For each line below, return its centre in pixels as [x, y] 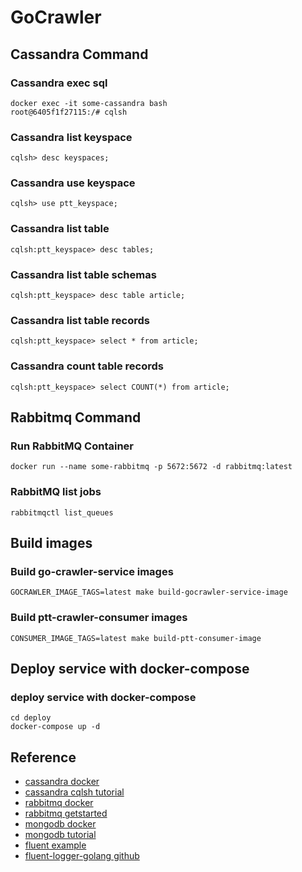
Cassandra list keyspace [71, 137]
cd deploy [31, 718]
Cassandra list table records [80, 320]
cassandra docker [62, 782]
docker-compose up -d [55, 727]
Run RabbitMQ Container [72, 446]
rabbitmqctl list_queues [62, 512]
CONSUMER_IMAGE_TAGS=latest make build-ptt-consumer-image [136, 638]
